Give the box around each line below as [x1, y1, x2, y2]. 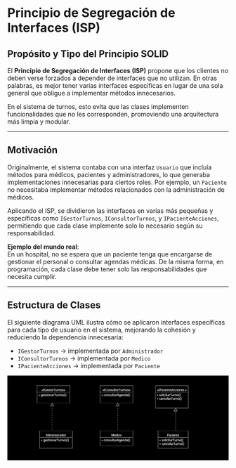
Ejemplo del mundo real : [7, 242, 79, 251]
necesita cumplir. [7, 272, 58, 280]
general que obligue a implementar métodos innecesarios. [7, 89, 176, 97]
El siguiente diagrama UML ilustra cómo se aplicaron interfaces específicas [7, 318, 225, 326]
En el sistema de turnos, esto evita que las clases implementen [7, 103, 189, 110]
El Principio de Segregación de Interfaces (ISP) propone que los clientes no [7, 67, 229, 74]
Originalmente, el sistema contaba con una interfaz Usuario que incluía [7, 163, 212, 171]
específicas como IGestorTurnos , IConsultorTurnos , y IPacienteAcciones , [7, 214, 219, 222]
